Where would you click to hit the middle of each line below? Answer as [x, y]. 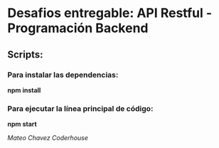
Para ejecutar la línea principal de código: [80, 108]
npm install [24, 90]
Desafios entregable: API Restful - [110, 13]
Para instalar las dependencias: [63, 75]
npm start [22, 124]
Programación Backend [78, 28]
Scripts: [25, 54]
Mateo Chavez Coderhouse [48, 138]
